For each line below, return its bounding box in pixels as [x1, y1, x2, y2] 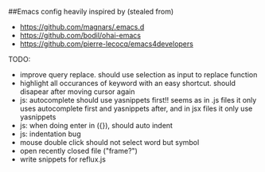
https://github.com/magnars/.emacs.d [19, 22, 145, 31]
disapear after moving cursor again [19, 87, 135, 96]
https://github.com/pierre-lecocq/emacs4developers [19, 39, 193, 49]
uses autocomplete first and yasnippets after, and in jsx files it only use [19, 104, 253, 113]
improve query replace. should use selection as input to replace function [19, 70, 258, 79]
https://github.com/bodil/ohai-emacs [19, 31, 142, 40]
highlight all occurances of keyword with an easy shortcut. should [19, 79, 236, 88]
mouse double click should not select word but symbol [19, 138, 200, 147]
